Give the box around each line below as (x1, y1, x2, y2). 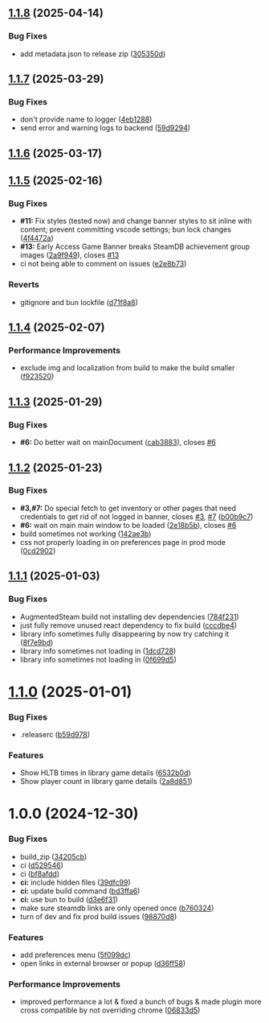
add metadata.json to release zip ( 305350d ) (19, 48, 166, 59)
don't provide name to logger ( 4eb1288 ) (19, 114, 153, 124)
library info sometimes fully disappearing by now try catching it (19, 629, 230, 638)
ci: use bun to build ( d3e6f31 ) (19, 894, 118, 904)
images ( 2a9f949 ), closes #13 (19, 250, 120, 260)
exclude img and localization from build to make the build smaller (19, 363, 235, 373)
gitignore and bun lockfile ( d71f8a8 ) (19, 297, 138, 307)
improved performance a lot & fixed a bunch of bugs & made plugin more (19, 997, 262, 1007)
